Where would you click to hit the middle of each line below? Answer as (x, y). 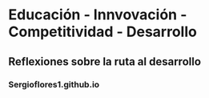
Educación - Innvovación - (98, 15)
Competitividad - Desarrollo (103, 32)
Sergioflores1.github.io (54, 84)
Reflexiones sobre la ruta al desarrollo (105, 61)
